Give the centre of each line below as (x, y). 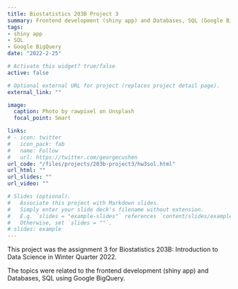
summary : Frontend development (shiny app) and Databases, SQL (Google (115, 21)
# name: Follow (33, 151)
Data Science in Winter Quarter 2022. (62, 257)
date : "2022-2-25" (34, 54)
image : (17, 105)
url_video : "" (28, 184)
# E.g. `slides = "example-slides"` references (82, 216)
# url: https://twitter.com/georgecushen (73, 157)
